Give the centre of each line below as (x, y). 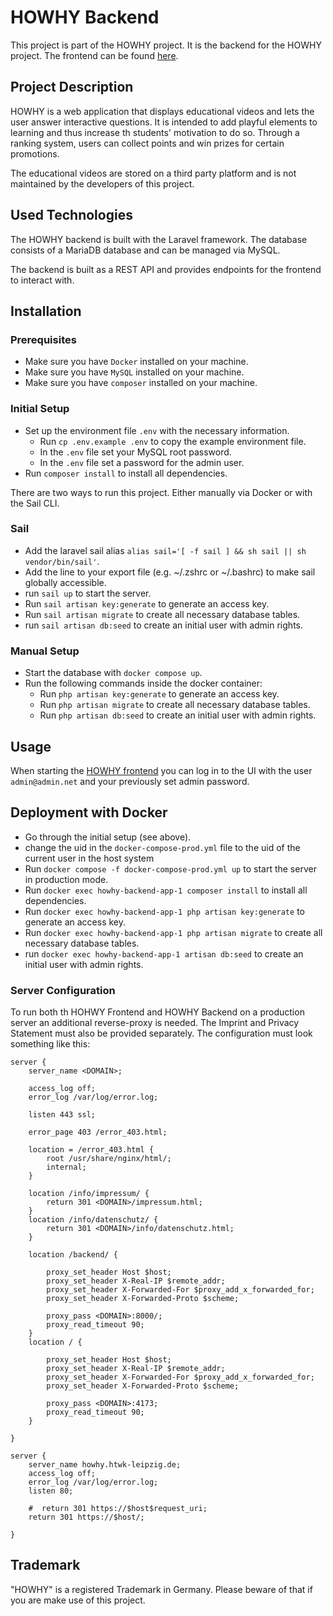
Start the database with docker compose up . (113, 673)
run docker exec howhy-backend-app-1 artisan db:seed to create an (164, 953)
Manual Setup (45, 651)
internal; (66, 1167)
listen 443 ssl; (62, 1115)
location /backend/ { (73, 1255)
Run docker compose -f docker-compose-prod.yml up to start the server (170, 868)
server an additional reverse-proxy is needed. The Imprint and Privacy (155, 1023)
